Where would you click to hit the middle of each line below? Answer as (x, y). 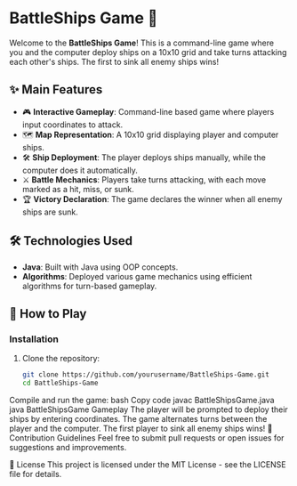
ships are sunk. (50, 212)
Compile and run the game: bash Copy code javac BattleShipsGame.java (142, 400)
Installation (34, 339)
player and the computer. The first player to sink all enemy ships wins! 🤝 (141, 428)
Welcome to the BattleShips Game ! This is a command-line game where (141, 43)
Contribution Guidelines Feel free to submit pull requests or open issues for (147, 438)
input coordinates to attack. (72, 125)
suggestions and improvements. (68, 447)
